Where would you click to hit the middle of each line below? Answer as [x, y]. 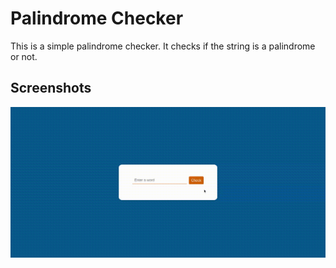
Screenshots [51, 88]
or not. [24, 56]
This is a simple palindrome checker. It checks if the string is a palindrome [163, 46]
